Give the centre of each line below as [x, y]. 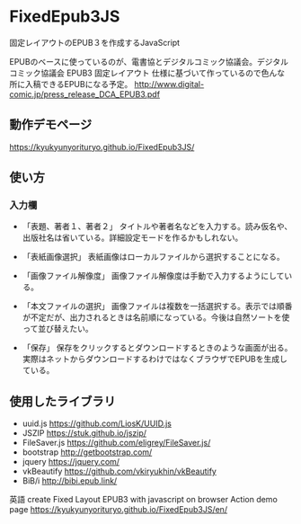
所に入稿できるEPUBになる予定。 [71, 84]
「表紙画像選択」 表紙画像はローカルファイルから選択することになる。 [153, 257]
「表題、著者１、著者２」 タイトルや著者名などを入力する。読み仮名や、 [157, 226]
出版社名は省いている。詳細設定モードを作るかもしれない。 [133, 238]
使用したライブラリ [62, 401]
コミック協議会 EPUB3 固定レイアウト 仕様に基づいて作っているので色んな [147, 73]
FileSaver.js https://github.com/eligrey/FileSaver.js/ [116, 443]
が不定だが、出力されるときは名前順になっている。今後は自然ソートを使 [156, 317]
